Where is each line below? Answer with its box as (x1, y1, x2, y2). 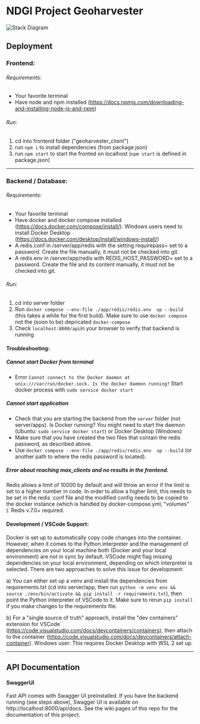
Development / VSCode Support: (6, 520, 89, 528)
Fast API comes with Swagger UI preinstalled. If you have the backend (6, 692, 179, 700)
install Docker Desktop (14, 229, 71, 236)
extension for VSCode (6, 620, 61, 627)
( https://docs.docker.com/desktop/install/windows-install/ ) (14, 235, 160, 242)
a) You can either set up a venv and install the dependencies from (6, 577, 168, 584)
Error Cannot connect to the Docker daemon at (14, 373, 130, 380)
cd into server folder (14, 299, 65, 306)
